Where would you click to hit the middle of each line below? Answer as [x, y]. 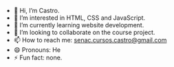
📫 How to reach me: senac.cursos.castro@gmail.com [90, 40]
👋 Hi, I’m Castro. [36, 11]
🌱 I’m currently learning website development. [79, 25]
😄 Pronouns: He [37, 50]
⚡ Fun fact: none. [38, 57]
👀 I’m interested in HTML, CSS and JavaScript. [79, 18]
